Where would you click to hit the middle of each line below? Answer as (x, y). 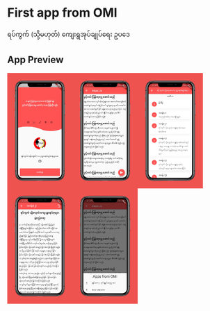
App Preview (35, 60)
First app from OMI (62, 13)
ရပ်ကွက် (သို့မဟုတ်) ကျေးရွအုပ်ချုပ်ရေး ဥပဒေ (68, 34)
